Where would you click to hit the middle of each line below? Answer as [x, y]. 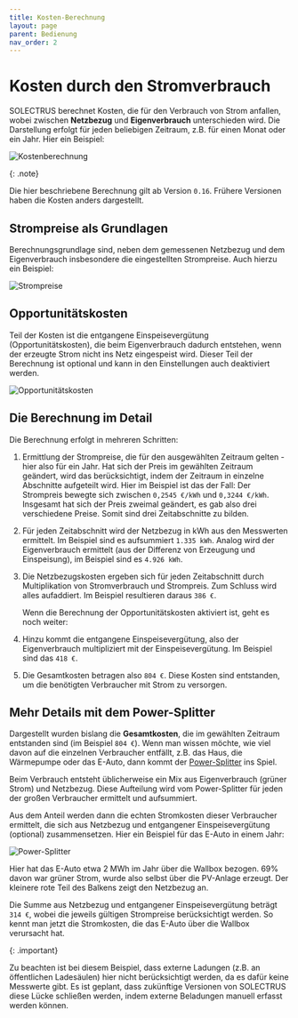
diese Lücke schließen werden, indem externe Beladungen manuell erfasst [146, 996]
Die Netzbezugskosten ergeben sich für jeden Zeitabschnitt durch [143, 576]
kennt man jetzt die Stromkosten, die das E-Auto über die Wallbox [129, 924]
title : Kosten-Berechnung [57, 17]
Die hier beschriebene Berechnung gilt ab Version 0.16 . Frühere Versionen [145, 191]
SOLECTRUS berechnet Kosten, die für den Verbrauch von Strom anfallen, [145, 111]
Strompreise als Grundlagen [89, 228]
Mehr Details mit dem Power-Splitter [112, 713]
